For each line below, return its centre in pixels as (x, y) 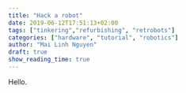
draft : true (28, 52)
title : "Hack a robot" (46, 15)
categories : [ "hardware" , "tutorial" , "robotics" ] (93, 37)
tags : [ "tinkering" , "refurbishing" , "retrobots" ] (92, 30)
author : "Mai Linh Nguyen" (53, 45)
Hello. (18, 82)
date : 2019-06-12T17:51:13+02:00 (63, 23)
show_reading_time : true (49, 60)
